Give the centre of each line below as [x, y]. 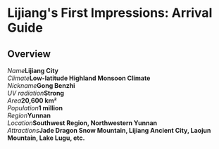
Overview [29, 54]
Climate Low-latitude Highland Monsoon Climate [79, 78]
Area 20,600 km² [32, 101]
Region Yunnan [29, 115]
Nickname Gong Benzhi [41, 85]
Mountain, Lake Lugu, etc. [46, 138]
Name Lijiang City [33, 71]
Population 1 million [35, 108]
